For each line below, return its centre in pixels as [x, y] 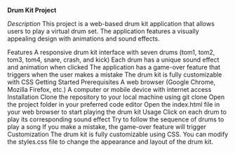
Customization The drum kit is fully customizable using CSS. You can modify [118, 134]
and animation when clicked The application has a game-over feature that [114, 67]
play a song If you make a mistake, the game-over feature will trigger [107, 127]
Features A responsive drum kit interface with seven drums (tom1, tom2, [111, 52]
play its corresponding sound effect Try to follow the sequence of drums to [116, 119]
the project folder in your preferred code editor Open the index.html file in [114, 104]
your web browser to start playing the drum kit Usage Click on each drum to [117, 112]
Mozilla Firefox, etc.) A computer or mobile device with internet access [109, 89]
